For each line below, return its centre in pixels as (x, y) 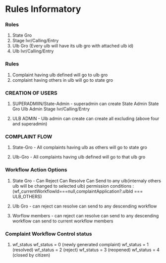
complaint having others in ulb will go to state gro (62, 80)
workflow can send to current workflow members (63, 221)
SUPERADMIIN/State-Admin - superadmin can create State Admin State (85, 104)
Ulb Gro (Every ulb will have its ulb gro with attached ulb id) (73, 46)
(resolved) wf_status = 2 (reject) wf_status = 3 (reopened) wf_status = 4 (86, 250)
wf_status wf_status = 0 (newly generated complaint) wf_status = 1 (80, 244)
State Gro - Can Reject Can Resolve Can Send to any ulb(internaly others (86, 181)
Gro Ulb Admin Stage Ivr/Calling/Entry (51, 109)
